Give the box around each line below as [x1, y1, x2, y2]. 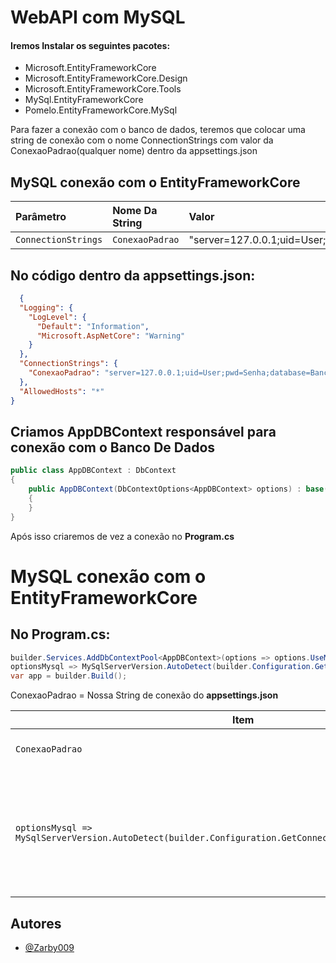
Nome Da [112, 204, 158, 218]
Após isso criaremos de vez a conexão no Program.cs [10, 530, 235, 542]
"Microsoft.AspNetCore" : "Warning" [36, 331, 186, 341]
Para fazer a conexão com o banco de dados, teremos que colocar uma [10, 124, 306, 136]
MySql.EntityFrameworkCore [24, 94, 144, 106]
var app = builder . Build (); [10, 671, 128, 681]
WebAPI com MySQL [10, 6, 186, 29]
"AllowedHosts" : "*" [19, 386, 105, 396]
